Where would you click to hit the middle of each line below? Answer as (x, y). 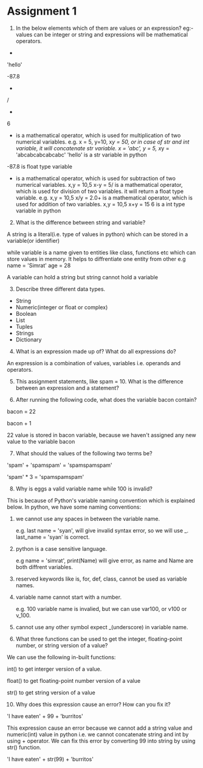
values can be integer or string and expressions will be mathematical (101, 34)
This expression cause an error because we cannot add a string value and (100, 728)
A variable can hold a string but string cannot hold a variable (83, 277)
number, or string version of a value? (62, 645)
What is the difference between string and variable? (81, 222)
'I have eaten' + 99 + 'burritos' (45, 716)
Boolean (26, 313)
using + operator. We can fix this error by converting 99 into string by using (101, 741)
